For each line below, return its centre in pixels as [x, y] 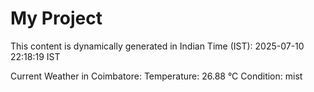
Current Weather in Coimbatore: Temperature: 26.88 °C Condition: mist [156, 76]
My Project [56, 18]
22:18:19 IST [35, 56]
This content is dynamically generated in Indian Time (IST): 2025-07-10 [157, 46]
